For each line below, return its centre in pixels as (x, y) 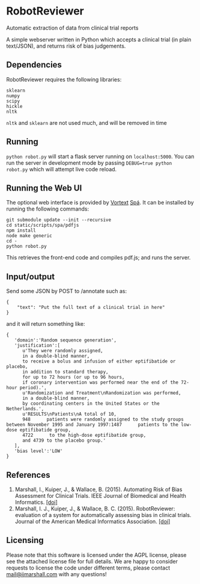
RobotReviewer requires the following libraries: (64, 79)
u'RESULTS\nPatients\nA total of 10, (69, 414)
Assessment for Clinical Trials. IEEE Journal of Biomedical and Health (100, 496)
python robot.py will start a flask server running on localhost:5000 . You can (100, 156)
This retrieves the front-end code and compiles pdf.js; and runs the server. (98, 258)
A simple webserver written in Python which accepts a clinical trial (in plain (99, 39)
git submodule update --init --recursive (59, 220)
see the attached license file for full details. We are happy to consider (92, 561)
